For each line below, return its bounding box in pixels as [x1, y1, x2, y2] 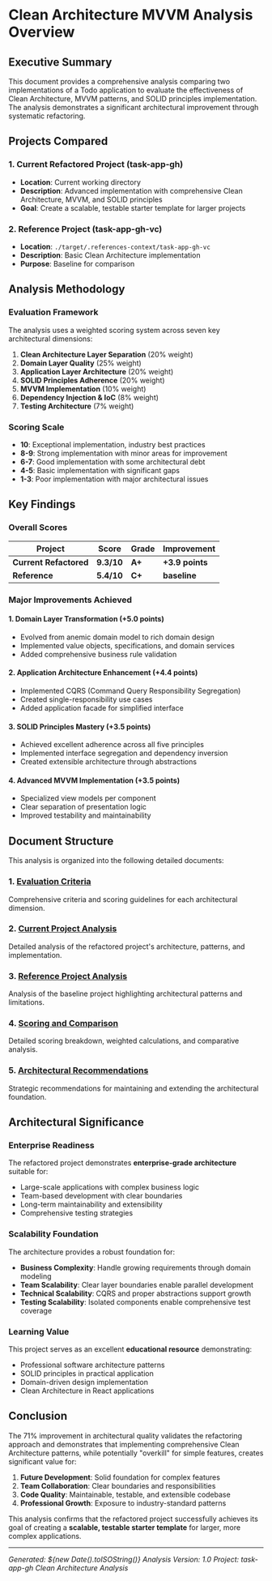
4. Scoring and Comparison [8, 1018, 119, 1029]
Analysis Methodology [8, 282, 125, 297]
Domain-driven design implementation [19, 1377, 148, 1387]
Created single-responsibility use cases [19, 694, 153, 704]
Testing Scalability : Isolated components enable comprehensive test [19, 1297, 251, 1306]
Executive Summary [8, 55, 113, 69]
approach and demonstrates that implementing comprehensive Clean [8, 1439, 240, 1449]
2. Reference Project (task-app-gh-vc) [8, 223, 163, 234]
